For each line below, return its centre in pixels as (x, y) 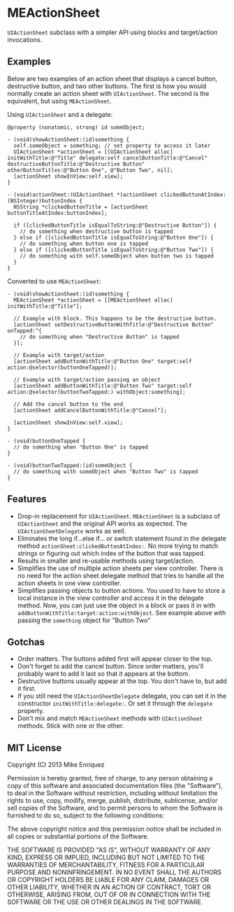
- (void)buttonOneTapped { (46, 441)
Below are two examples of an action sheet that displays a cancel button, (112, 78)
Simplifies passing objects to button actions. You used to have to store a (121, 590)
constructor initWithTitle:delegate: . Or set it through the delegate (115, 703)
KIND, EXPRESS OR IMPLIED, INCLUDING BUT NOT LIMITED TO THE (106, 857)
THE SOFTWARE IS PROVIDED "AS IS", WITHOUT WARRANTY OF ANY (109, 850)
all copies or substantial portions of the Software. (78, 836)
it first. (27, 689)
